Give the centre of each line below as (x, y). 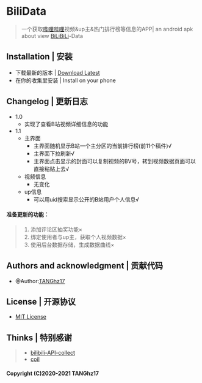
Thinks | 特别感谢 (39, 337)
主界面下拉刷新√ (54, 153)
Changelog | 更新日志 (47, 101)
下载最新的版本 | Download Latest (57, 72)
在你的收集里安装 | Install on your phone (65, 80)
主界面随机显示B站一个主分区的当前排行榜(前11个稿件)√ (103, 146)
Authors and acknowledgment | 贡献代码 (85, 266)
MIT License (31, 317)
